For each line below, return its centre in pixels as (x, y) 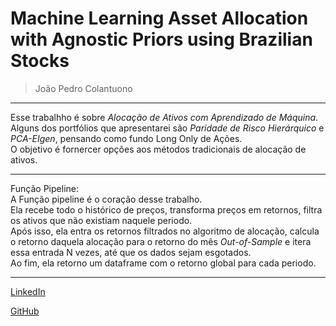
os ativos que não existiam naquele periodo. (101, 220)
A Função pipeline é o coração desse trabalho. (106, 199)
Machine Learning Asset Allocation (159, 18)
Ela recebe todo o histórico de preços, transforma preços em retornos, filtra (166, 209)
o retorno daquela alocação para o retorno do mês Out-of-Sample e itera (161, 241)
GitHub (25, 311)
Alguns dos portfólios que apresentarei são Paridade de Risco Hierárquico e (167, 128)
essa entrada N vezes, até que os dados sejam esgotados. (131, 252)
